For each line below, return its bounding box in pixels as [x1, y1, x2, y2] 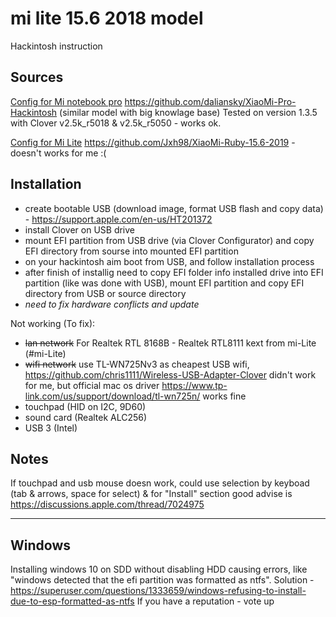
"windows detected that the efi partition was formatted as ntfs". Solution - [10, 574, 315, 586]
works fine [202, 390, 247, 402]
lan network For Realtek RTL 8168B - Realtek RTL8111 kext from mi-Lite [24, 337, 317, 349]
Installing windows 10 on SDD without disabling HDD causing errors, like [10, 563, 308, 576]
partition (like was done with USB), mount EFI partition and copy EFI [24, 277, 305, 289]
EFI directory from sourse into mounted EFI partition [24, 245, 239, 257]
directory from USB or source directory [24, 287, 187, 299]
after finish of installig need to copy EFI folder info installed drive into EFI [24, 266, 324, 278]
